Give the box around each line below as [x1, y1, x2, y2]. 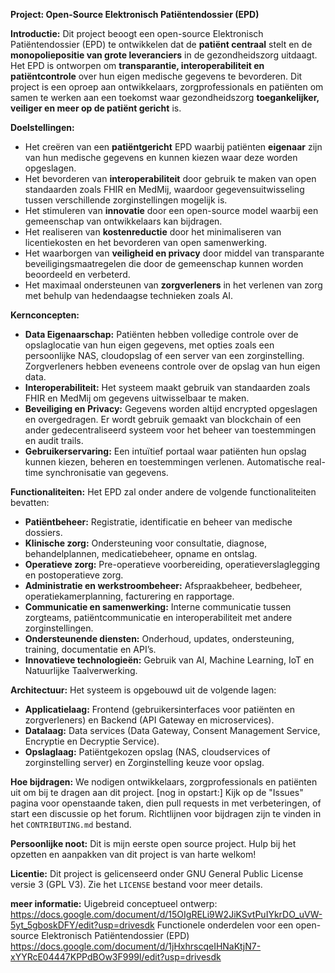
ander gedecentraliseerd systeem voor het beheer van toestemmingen [24, 424, 317, 436]
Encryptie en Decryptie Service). [24, 735, 160, 747]
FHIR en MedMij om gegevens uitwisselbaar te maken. [24, 392, 250, 404]
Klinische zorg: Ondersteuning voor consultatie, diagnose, [24, 537, 268, 549]
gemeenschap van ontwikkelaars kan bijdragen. [24, 215, 223, 227]
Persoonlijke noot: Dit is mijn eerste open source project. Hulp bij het [10, 838, 297, 849]
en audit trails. [24, 435, 84, 446]
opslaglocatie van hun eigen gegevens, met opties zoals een [24, 339, 275, 351]
